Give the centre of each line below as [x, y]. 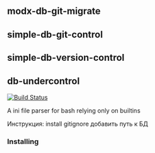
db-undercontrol [44, 81]
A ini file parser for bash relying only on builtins [74, 110]
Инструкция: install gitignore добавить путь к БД [78, 124]
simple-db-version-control [66, 58]
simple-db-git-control [55, 34]
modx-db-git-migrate [54, 11]
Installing [23, 141]
